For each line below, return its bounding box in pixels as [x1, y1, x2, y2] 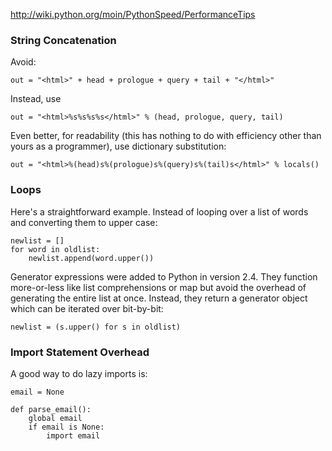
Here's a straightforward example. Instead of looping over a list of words [10, 205, 309, 218]
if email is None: [28, 422, 105, 432]
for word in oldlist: [10, 244, 101, 254]
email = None [10, 387, 65, 397]
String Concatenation [10, 33, 117, 47]
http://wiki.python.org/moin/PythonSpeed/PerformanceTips [10, 9, 256, 20]
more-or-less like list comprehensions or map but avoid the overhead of [10, 281, 307, 293]
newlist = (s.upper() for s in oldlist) [10, 322, 182, 332]
